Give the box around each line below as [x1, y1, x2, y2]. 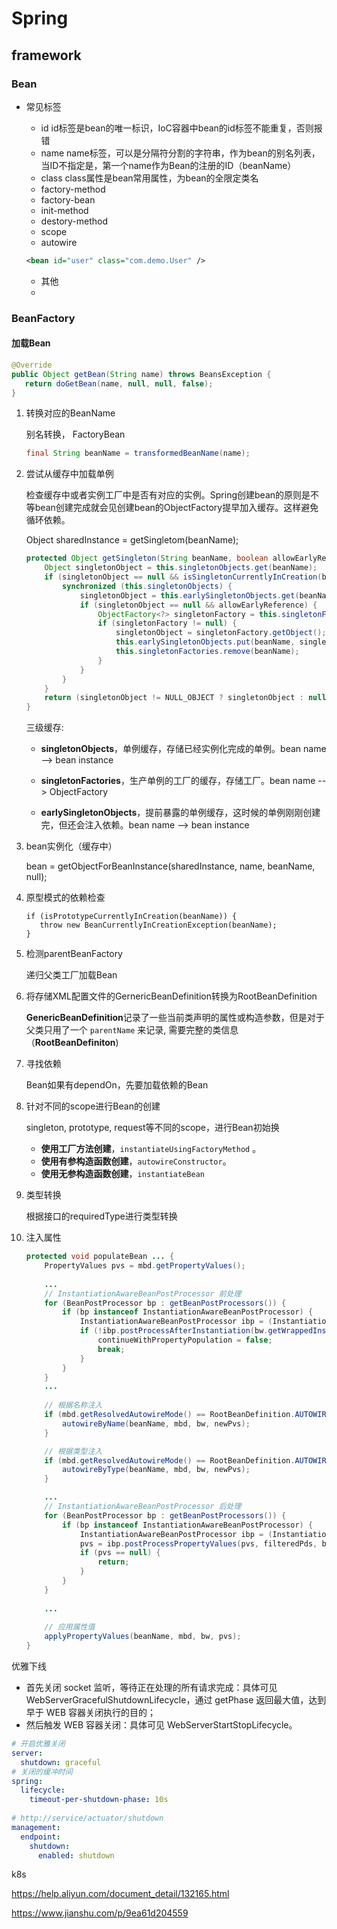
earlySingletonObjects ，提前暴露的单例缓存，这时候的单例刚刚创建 [40, 807, 321, 819]
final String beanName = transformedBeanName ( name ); [25, 448, 251, 459]
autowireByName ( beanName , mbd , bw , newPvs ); [62, 1418, 251, 1429]
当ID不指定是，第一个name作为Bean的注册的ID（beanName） [40, 159, 297, 171]
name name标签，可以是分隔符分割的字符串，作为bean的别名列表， [40, 147, 321, 159]
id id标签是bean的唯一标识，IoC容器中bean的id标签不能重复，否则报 [40, 122, 323, 134]
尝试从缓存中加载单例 [25, 468, 114, 480]
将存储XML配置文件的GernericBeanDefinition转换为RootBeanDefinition [25, 990, 318, 1002]
